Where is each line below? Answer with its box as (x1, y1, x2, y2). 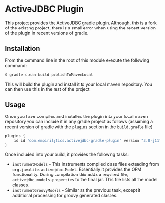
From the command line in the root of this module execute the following (5, 58, 150, 63)
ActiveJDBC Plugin (5, 3, 84, 15)
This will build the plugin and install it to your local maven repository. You (5, 81, 152, 87)
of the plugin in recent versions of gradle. (5, 30, 89, 36)
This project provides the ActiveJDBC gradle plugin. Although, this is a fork (5, 20, 157, 26)
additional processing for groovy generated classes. (12, 193, 118, 199)
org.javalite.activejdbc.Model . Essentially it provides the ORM (12, 166, 141, 173)
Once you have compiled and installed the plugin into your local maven (5, 114, 148, 119)
